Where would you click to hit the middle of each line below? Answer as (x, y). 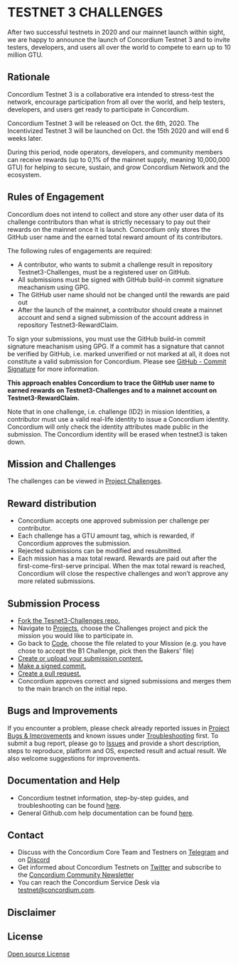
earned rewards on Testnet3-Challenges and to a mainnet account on (112, 390)
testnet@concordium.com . (56, 890)
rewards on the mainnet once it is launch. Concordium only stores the (109, 229)
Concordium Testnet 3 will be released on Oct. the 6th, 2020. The (103, 123)
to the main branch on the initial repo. (72, 688)
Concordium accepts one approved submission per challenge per (113, 521)
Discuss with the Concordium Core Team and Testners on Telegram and (123, 852)
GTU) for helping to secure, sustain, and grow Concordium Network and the (118, 167)
